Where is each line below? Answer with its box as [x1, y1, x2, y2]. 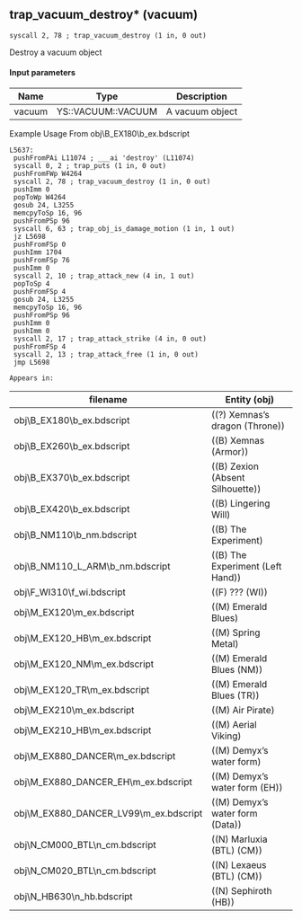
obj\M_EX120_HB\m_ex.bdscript [13, 632, 152, 645]
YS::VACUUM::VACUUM [56, 105, 158, 118]
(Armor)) [210, 446, 249, 458]
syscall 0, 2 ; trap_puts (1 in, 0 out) [13, 162, 167, 171]
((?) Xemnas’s [210, 409, 270, 421]
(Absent [210, 472, 245, 484]
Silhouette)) [210, 482, 262, 495]
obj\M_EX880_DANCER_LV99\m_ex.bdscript [13, 808, 203, 820]
